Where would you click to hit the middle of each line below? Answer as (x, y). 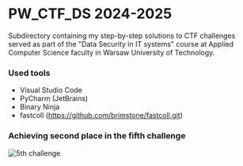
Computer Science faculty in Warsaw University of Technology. (112, 52)
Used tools (29, 73)
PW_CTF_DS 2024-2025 (90, 14)
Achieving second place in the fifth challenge (97, 136)
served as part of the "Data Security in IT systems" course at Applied (121, 43)
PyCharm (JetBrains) (54, 99)
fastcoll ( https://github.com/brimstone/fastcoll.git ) (101, 115)
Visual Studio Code (51, 90)
